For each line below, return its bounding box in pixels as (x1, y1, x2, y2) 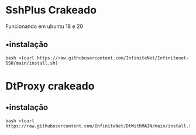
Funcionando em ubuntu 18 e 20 (5, 23, 83, 30)
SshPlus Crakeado (5, 3, 97, 17)
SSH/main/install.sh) (5, 60, 59, 66)
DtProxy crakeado (5, 79, 95, 93)
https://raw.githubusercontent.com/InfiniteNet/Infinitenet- (36, 55, 190, 61)
